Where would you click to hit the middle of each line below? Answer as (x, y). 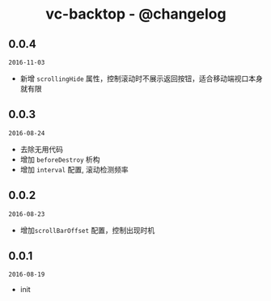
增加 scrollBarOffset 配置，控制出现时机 (87, 230)
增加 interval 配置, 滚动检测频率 (74, 169)
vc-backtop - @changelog (136, 14)
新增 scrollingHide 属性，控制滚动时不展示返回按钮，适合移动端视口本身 (141, 78)
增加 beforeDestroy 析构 (60, 159)
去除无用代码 (41, 149)
